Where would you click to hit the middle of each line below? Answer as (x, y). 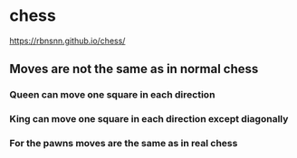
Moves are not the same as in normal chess (134, 69)
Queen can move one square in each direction (112, 95)
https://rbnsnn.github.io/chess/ (67, 41)
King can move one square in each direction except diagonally (149, 119)
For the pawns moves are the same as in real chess (124, 144)
